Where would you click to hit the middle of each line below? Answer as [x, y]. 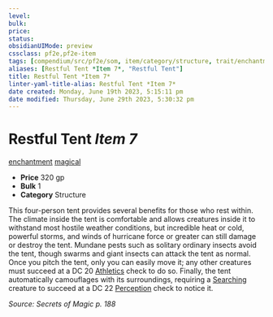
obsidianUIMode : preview [50, 46]
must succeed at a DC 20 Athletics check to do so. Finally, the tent [120, 271]
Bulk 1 [30, 186]
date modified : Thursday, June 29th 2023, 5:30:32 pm [102, 99]
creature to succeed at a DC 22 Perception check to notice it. [111, 289]
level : [19, 16]
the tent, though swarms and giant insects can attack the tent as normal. [130, 254]
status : [22, 39]
